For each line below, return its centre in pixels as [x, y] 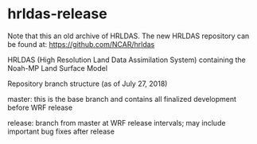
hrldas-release [58, 14]
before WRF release [40, 107]
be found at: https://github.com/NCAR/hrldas [81, 44]
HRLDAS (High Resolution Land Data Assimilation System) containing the [127, 60]
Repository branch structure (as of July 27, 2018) [88, 84]
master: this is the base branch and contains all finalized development [122, 99]
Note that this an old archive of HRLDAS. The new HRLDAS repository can [128, 36]
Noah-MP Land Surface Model [58, 68]
